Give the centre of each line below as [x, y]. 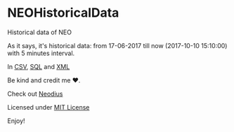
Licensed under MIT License [48, 107]
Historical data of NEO [40, 32]
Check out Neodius [35, 94]
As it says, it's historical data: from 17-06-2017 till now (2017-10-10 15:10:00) [117, 45]
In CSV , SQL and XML [39, 66]
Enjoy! [17, 121]
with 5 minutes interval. [41, 53]
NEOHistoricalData [63, 13]
